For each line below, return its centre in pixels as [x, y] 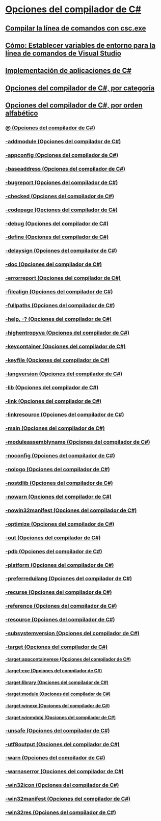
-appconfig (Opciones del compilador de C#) [62, 155]
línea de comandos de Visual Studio [63, 53]
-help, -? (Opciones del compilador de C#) [59, 319]
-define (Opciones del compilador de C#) [57, 237]
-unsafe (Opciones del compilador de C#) [58, 730]
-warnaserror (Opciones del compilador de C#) [64, 772]
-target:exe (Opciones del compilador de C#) [54, 671]
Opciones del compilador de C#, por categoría [80, 88]
